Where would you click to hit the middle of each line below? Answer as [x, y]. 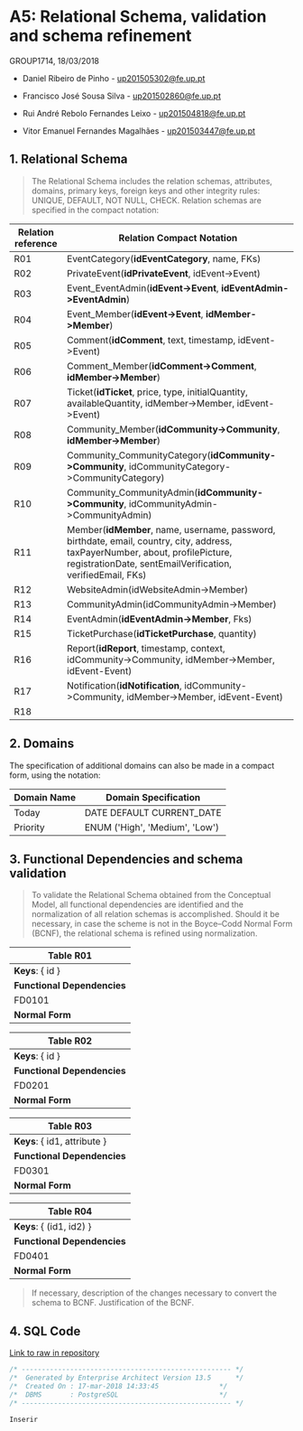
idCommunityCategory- [180, 466]
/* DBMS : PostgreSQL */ [119, 1394]
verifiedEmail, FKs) [107, 575]
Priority [29, 827]
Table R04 [70, 1211]
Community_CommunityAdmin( [133, 492]
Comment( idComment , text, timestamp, [151, 340]
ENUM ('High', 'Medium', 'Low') [151, 827]
